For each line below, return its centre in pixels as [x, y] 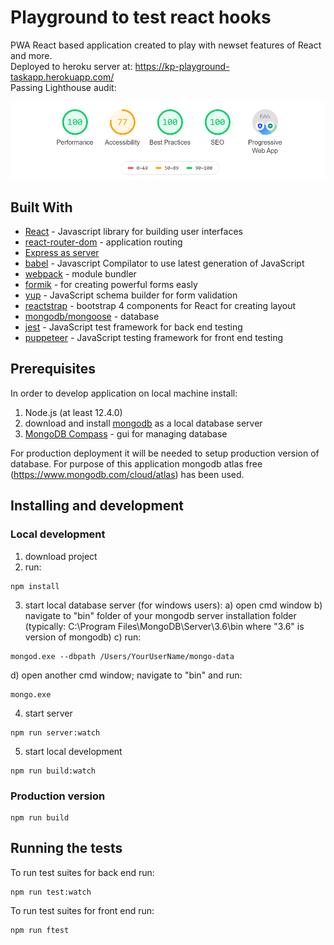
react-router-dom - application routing [103, 242]
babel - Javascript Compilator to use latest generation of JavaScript [164, 263]
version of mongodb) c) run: [83, 637]
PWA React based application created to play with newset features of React [166, 45]
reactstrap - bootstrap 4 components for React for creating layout [160, 306]
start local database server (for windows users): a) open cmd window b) [173, 605]
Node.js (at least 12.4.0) [73, 412]
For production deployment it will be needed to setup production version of [165, 453]
